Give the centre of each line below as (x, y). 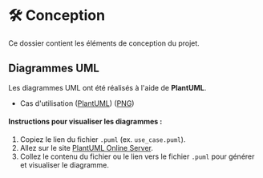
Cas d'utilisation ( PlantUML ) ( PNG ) (77, 103)
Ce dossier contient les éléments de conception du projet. (104, 43)
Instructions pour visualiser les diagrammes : (85, 122)
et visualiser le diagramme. (65, 164)
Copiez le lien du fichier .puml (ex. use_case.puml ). (103, 139)
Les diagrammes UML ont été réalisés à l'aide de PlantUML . (107, 87)
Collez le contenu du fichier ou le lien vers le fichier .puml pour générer (137, 156)
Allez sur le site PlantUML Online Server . (87, 148)
